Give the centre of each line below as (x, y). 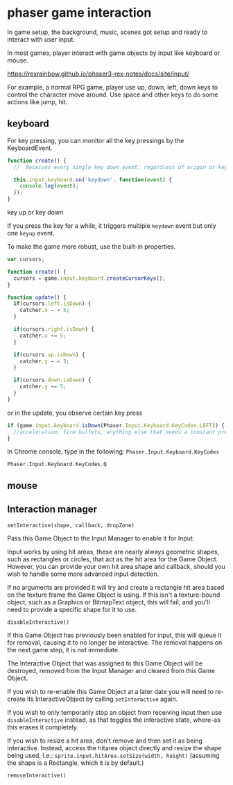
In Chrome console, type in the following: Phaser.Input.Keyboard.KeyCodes (113, 452)
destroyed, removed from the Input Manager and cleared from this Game (111, 670)
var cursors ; (26, 259)
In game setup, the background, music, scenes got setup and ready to (107, 32)
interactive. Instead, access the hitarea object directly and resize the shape (114, 747)
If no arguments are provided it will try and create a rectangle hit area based (116, 587)
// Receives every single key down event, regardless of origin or (114, 167)
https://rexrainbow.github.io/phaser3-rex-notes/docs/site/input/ (98, 74)
